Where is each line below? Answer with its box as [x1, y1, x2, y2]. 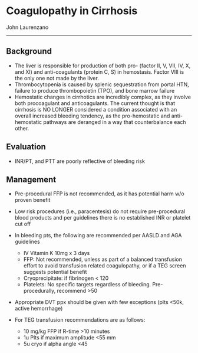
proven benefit [14, 197, 51, 204]
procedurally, [23, 287, 56, 295]
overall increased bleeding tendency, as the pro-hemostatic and [14, 112, 170, 119]
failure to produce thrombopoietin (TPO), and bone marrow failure [14, 87, 175, 94]
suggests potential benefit [23, 269, 87, 276]
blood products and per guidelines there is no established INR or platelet [14, 214, 191, 221]
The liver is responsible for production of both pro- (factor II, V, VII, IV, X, [14, 62, 191, 69]
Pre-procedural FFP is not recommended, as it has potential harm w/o [14, 190, 184, 197]
